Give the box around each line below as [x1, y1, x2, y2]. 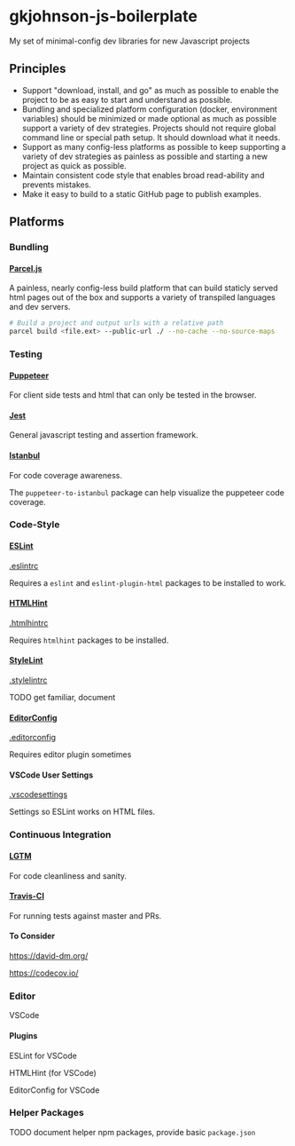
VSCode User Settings [9, 770, 94, 780]
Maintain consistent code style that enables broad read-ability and [21, 170, 265, 180]
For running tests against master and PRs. [9, 910, 162, 921]
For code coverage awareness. [9, 470, 122, 480]
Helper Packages [9, 1107, 84, 1119]
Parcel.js [9, 263, 43, 273]
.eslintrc [9, 560, 39, 571]
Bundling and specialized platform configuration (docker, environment [21, 104, 277, 115]
